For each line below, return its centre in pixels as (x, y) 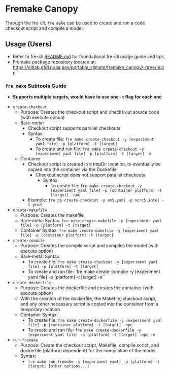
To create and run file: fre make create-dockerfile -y (84, 330)
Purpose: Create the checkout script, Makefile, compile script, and (90, 345)
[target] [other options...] (59, 366)
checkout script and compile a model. (45, 28)
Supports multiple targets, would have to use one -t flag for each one (87, 97)
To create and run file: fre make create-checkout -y (90, 149)
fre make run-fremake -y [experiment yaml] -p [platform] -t (94, 362)
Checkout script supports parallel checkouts (74, 128)
